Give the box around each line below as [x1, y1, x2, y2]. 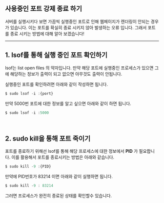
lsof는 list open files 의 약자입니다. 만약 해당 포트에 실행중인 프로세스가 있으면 [5, 65, 154, 71]
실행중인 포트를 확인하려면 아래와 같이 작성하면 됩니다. [5, 81, 108, 87]
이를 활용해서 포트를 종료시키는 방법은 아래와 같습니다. [11, 154, 115, 160]
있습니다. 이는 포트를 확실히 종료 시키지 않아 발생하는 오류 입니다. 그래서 [10, 24, 147, 30]
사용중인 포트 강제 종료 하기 [5, 4, 82, 13]
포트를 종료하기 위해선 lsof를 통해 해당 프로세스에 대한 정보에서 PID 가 [5, 148, 138, 154]
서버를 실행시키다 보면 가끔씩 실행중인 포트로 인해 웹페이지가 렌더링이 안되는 [5, 19, 150, 24]
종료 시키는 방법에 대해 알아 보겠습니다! [10, 31, 84, 37]
